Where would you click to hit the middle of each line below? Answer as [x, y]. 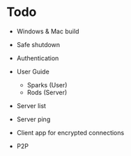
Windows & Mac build [48, 31]
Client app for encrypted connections [70, 132]
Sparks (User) [47, 85]
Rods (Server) [47, 92]
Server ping [33, 119]
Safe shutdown [38, 44]
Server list [31, 105]
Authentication [38, 58]
